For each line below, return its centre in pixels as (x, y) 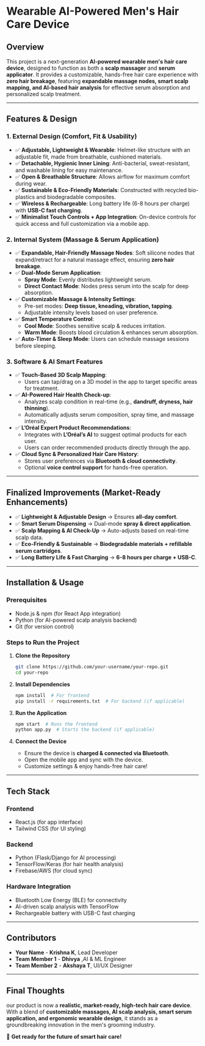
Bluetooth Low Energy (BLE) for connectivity (71, 900)
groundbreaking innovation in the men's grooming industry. (81, 1025)
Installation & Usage (45, 583)
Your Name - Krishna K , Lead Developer (66, 952)
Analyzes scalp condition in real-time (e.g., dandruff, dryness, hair (109, 402)
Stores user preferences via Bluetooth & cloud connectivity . (101, 461)
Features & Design (42, 119)
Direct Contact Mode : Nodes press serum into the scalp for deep (106, 286)
